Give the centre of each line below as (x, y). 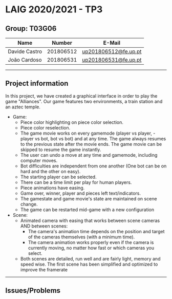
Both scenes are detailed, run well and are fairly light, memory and (90, 258)
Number (62, 43)
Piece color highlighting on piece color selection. (72, 122)
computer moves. (39, 160)
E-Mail (112, 43)
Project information (37, 83)
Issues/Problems (33, 291)
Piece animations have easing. (52, 188)
